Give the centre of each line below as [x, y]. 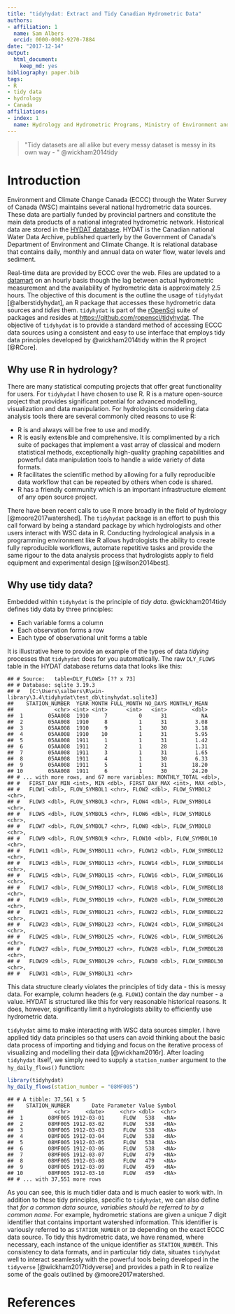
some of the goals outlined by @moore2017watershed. [86, 1274]
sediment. [22, 260]
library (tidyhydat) [36, 1080]
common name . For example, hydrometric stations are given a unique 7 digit [117, 1214]
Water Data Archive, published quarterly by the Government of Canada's [112, 237]
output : [19, 53]
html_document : [36, 60]
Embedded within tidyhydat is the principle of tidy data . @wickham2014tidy [117, 602]
